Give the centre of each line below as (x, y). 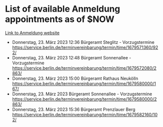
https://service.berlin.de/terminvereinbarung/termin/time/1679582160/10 (85, 114)
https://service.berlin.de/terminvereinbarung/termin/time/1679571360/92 (85, 47)
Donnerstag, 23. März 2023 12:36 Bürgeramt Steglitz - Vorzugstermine (83, 42)
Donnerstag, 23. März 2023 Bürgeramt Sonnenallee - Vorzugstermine (82, 94)
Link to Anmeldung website (32, 33)
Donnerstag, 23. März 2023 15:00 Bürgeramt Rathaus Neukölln (75, 78)
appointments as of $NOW (60, 19)
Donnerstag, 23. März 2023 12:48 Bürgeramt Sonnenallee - (72, 57)
